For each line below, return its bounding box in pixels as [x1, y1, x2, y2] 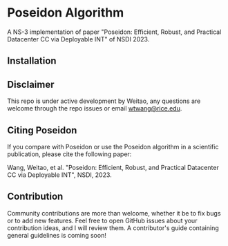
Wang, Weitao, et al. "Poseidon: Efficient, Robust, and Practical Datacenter [7, 163, 219, 171]
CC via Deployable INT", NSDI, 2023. [7, 171, 112, 179]
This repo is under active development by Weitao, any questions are [7, 97, 201, 105]
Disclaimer [7, 78, 55, 91]
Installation [7, 55, 57, 67]
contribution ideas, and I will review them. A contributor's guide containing [7, 223, 219, 232]
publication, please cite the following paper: [7, 150, 132, 158]
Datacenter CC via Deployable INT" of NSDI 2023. [7, 35, 150, 43]
